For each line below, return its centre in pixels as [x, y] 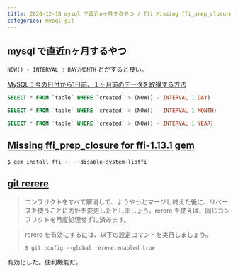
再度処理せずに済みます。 [93, 219]
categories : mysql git [41, 21]
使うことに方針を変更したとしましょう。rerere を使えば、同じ [127, 211]
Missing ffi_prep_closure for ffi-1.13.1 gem [101, 146]
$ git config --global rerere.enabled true [90, 248]
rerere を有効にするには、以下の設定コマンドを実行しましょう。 [118, 234]
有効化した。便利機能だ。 [45, 262]
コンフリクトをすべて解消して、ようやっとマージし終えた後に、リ [120, 201]
